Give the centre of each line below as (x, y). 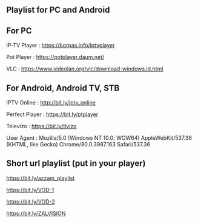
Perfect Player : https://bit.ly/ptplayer (52, 114)
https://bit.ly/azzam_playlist (41, 178)
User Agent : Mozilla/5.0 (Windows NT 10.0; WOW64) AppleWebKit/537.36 (99, 138)
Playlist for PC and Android (58, 10)
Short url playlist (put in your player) (76, 163)
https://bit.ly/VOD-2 (31, 201)
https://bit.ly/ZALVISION (36, 213)
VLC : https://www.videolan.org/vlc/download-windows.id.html (85, 69)
